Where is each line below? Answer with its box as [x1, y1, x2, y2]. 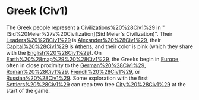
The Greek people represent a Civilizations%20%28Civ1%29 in [6, 24, 162, 31]
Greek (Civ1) [6, 4, 68, 18]
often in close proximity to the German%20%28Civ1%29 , [6, 61, 146, 69]
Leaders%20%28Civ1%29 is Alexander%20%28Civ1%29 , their [6, 36, 162, 43]
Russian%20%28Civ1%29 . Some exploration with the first [6, 74, 149, 82]
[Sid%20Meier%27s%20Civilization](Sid [6, 30, 106, 37]
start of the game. [6, 87, 50, 94]
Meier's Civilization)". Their [106, 30, 173, 37]
